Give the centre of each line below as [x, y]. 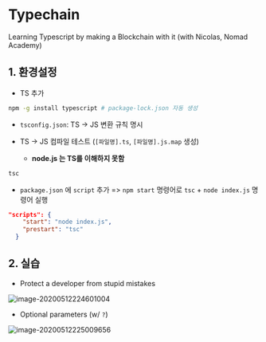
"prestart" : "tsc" [53, 230]
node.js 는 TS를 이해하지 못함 [78, 158]
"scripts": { [30, 214]
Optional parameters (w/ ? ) [64, 314]
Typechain [44, 15]
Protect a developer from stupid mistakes [88, 283]
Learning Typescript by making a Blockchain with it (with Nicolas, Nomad [128, 37]
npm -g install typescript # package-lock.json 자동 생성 [103, 108]
